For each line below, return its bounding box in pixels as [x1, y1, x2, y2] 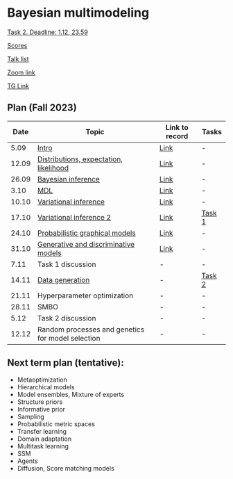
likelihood [37, 163, 69, 172]
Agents [17, 457, 38, 465]
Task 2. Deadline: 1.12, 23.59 [7, 28, 88, 36]
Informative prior [17, 405, 66, 413]
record [165, 131, 189, 140]
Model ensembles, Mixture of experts [17, 390, 125, 398]
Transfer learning [17, 427, 67, 435]
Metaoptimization [17, 375, 67, 384]
